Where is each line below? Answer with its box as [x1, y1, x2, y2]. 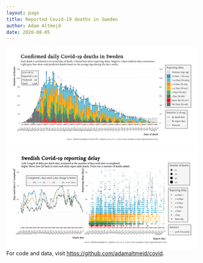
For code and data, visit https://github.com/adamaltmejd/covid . [6, 250, 165, 257]
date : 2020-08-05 [6, 29, 50, 35]
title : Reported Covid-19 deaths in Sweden [6, 16, 119, 23]
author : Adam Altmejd [6, 23, 61, 29]
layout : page [6, 10, 40, 16]
